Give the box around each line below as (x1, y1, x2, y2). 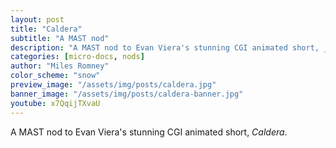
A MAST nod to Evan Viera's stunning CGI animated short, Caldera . (10, 126, 288, 138)
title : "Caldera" (10, 24, 83, 34)
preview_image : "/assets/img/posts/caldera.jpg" (10, 80, 217, 90)
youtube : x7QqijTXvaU (10, 98, 101, 108)
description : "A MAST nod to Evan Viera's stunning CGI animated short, (10, 42, 320, 53)
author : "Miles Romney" (10, 61, 110, 71)
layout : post (10, 14, 65, 25)
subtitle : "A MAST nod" (10, 33, 110, 43)
